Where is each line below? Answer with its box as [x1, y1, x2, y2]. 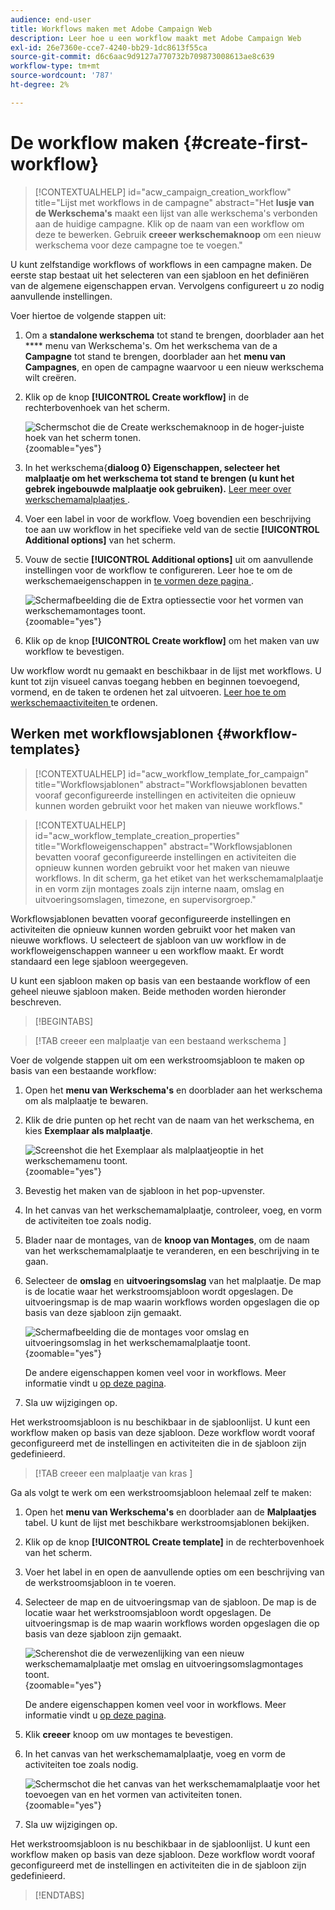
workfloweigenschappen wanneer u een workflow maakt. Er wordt [10, 944, 285, 956]
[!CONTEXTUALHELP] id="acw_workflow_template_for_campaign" [34, 767, 309, 780]
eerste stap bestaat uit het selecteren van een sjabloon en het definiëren [10, 269, 310, 281]
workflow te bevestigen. [24, 645, 125, 657]
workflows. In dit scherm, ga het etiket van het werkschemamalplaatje [34, 872, 324, 884]
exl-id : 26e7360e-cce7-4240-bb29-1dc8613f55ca [10, 42, 208, 53]
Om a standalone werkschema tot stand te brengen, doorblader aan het [24, 329, 325, 341]
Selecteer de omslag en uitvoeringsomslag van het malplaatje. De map [24, 1274, 322, 1286]
